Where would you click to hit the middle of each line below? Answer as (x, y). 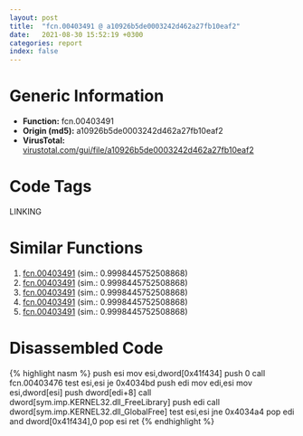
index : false (34, 52)
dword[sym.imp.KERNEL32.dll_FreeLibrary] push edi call (114, 402)
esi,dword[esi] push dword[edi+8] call (80, 392)
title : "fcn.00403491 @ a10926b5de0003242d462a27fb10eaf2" (125, 26)
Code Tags (51, 187)
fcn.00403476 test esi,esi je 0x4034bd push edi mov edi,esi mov (131, 383)
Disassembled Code (86, 348)
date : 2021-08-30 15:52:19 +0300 (76, 34)
